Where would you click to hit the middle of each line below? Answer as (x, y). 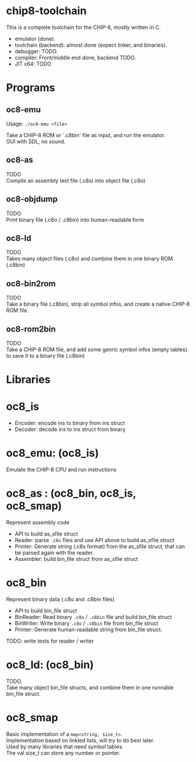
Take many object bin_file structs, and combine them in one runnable (90, 688)
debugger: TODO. (36, 51)
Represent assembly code (38, 522)
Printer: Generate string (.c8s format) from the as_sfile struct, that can (99, 546)
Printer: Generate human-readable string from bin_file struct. (88, 629)
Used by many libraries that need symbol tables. (65, 747)
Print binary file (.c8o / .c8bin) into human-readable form (75, 219)
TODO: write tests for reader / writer (50, 641)
